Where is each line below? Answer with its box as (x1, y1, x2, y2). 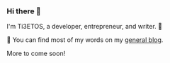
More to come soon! (6, 49, 66, 58)
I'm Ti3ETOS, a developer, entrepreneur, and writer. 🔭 (6, 22, 162, 31)
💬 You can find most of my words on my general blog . (6, 36, 164, 44)
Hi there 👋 (6, 6, 42, 16)
